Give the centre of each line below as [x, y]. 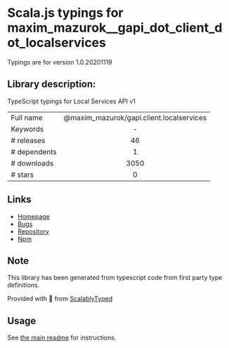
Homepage [34, 216]
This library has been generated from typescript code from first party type [115, 278]
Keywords [27, 129]
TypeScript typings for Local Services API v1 [71, 101]
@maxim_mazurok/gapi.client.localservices [135, 117]
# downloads [32, 163]
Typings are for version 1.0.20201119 [60, 62]
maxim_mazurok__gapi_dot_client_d [115, 28]
